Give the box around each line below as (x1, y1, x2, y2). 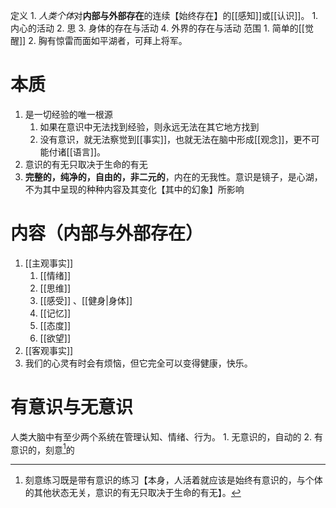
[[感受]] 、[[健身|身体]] (39, 294, 133, 306)
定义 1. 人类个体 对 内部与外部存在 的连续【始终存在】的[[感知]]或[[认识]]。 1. (10, 10, 319, 21)
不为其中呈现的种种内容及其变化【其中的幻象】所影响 (24, 183, 245, 195)
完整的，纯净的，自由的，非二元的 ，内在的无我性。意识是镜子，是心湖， (24, 170, 323, 183)
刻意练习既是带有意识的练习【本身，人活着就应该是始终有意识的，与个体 (24, 474, 323, 486)
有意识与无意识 (10, 396, 134, 419)
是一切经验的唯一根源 (24, 108, 113, 120)
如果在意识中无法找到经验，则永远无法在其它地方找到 (39, 120, 260, 133)
